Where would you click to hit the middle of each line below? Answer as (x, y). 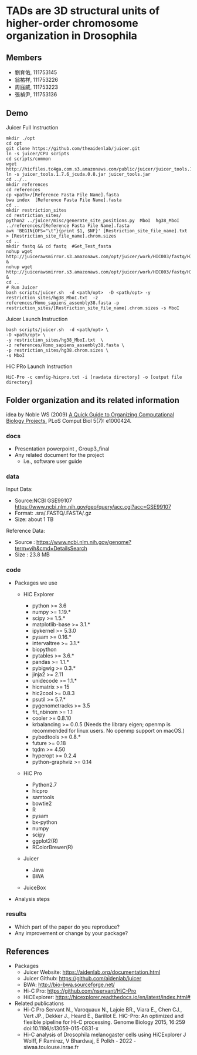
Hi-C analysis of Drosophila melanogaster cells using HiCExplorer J (105, 1034)
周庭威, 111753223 (36, 87)
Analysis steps (32, 899)
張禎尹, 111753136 (36, 94)
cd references (23, 189)
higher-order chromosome (72, 23)
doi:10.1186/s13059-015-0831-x (61, 1028)
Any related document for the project (59, 455)
